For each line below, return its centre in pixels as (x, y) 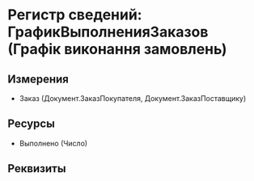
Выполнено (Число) (53, 143)
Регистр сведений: (75, 15)
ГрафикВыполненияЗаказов (108, 32)
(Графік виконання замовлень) (117, 49)
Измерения (38, 79)
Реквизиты (37, 168)
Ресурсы (32, 124)
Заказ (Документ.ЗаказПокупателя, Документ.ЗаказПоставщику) (133, 98)
